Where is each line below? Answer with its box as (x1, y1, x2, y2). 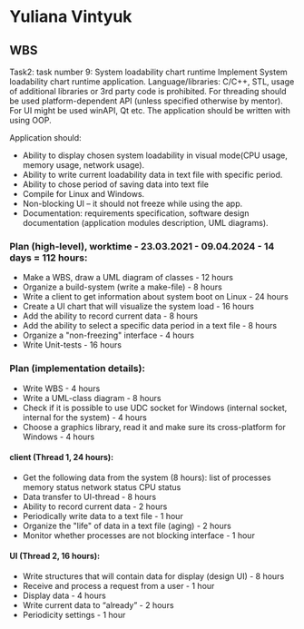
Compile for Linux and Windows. (22, 189, 145, 199)
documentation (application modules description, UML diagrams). (22, 218, 270, 228)
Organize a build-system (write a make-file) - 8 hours (22, 281, 222, 292)
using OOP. (9, 115, 52, 125)
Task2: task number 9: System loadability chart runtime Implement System (9, 66, 288, 77)
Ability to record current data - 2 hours (22, 501, 168, 512)
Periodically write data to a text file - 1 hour (22, 510, 183, 521)
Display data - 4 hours (22, 590, 106, 601)
